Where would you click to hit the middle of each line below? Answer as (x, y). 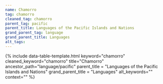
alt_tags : (15, 42)
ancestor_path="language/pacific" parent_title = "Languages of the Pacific (81, 66)
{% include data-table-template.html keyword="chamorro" (65, 56)
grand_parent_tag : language (34, 33)
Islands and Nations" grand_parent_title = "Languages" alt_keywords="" (79, 72)
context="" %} (20, 77)
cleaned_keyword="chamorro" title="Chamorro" (55, 61)
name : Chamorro (21, 10)
